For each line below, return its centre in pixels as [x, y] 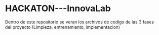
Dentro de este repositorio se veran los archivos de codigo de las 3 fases [79, 22]
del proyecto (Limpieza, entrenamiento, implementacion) [62, 27]
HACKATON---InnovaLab [58, 9]
